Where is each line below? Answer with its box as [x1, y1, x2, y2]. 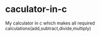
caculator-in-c [5, 3, 67, 15]
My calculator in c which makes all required [5, 20, 95, 26]
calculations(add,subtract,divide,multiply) [5, 25, 91, 31]
